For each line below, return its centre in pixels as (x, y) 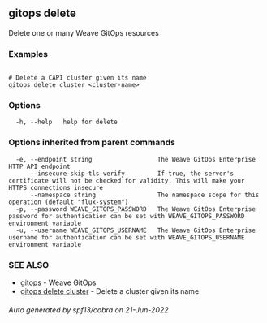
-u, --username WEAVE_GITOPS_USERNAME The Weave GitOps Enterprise (136, 230)
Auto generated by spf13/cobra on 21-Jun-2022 (88, 310)
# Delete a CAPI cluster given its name (78, 78)
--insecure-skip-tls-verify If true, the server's (131, 174)
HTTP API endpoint (39, 166)
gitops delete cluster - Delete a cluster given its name (110, 291)
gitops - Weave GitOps (58, 282)
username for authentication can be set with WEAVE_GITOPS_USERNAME (127, 237)
